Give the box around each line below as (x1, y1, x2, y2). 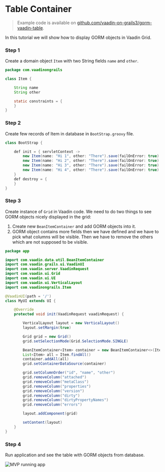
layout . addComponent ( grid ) (23, 411, 78, 416)
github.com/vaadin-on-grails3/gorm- (77, 20, 152, 26)
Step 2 (5, 120, 21, 126)
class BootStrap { (5, 140, 43, 145)
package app (5, 249, 29, 253)
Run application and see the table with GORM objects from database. (5, 452, 145, 458)
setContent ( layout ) (23, 420, 63, 425)
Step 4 (5, 441, 21, 447)
